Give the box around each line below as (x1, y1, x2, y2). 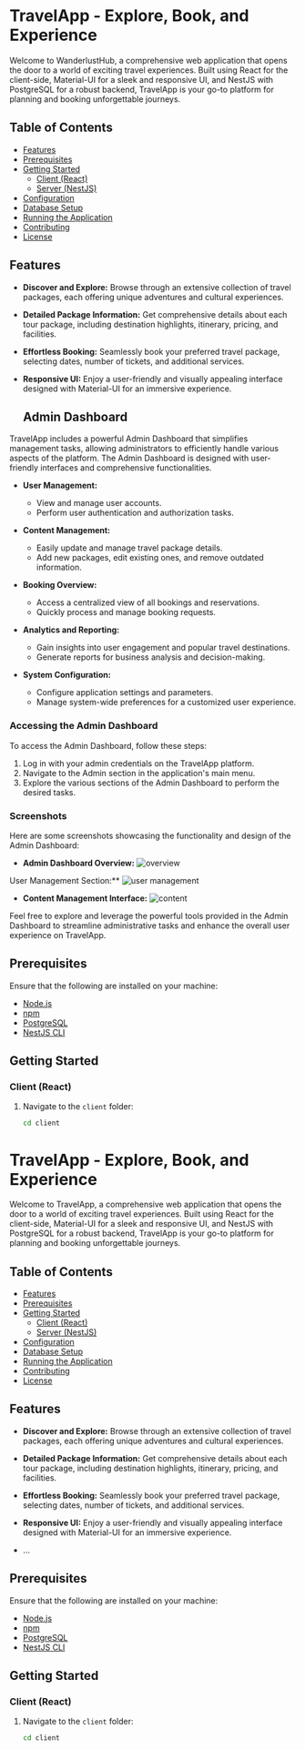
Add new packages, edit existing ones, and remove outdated (36, 552, 264, 563)
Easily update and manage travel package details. (36, 542, 223, 553)
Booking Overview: (22, 580, 97, 591)
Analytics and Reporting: (22, 624, 120, 635)
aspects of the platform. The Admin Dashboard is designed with (9, 452, 249, 464)
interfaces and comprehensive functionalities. (40, 462, 212, 473)
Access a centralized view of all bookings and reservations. (36, 597, 259, 608)
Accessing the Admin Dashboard (9, 720, 158, 733)
